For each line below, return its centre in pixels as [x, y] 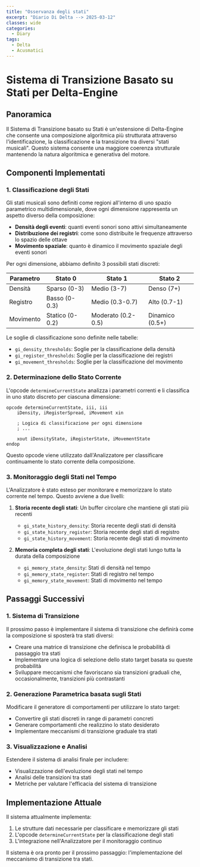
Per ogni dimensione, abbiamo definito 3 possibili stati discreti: [83, 264]
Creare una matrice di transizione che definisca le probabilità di [93, 647]
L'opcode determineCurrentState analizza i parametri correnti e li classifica [98, 390]
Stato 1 [117, 279]
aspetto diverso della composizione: [51, 216]
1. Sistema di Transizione [43, 616]
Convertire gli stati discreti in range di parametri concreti [84, 719]
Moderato [105, 315]
